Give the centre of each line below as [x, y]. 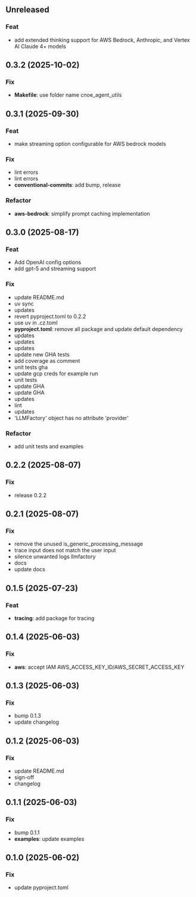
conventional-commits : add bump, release [67, 185]
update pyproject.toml [41, 887]
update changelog [37, 722]
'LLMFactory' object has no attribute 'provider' [71, 418]
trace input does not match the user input [65, 550]
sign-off [24, 777]
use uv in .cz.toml [36, 323]
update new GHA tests [42, 354]
